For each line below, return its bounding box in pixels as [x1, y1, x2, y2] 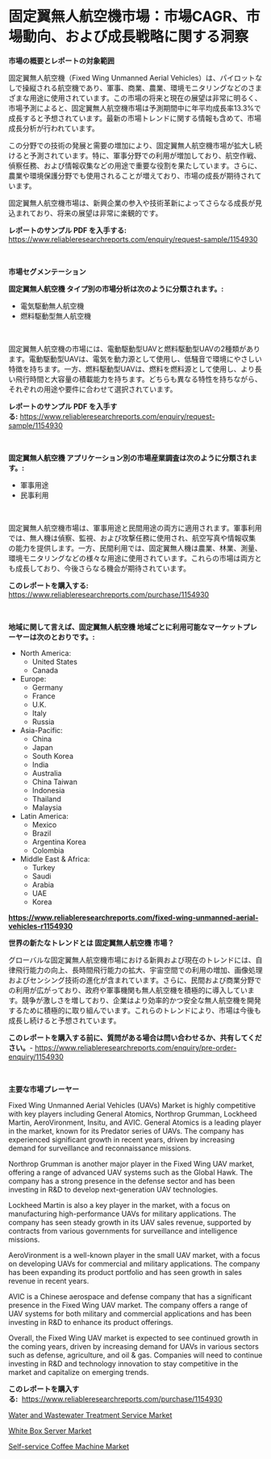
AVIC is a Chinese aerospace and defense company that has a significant [8, 1291, 252, 1301]
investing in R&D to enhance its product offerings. [8, 1317, 173, 1327]
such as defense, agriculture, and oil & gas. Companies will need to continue [8, 1350, 263, 1360]
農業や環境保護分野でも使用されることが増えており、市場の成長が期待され [8, 170, 255, 180]
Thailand [31, 794, 62, 803]
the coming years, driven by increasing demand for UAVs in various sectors [8, 1341, 260, 1351]
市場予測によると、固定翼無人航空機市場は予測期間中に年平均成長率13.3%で [8, 103, 262, 113]
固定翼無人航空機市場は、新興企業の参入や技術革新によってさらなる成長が [8, 198, 256, 208]
